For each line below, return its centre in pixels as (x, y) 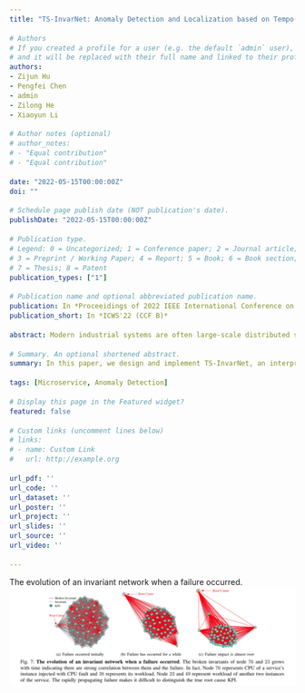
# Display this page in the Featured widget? (97, 402)
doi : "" (24, 191)
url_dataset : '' (40, 498)
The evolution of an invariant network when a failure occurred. (126, 581)
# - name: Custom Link (52, 450)
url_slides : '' (38, 526)
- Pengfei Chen (38, 86)
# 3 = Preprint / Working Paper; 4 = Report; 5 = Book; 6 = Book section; (154, 259)
